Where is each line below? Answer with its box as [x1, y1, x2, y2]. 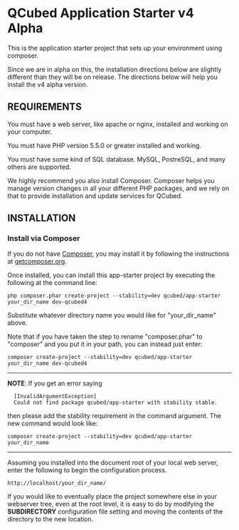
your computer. [7, 127, 53, 136]
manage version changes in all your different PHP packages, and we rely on [7, 184, 230, 192]
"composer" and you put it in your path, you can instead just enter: [7, 340, 203, 348]
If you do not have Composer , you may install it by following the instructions [7, 249, 230, 258]
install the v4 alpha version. [7, 80, 88, 88]
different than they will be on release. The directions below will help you [7, 73, 218, 81]
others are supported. [7, 162, 71, 171]
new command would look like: [7, 419, 98, 428]
